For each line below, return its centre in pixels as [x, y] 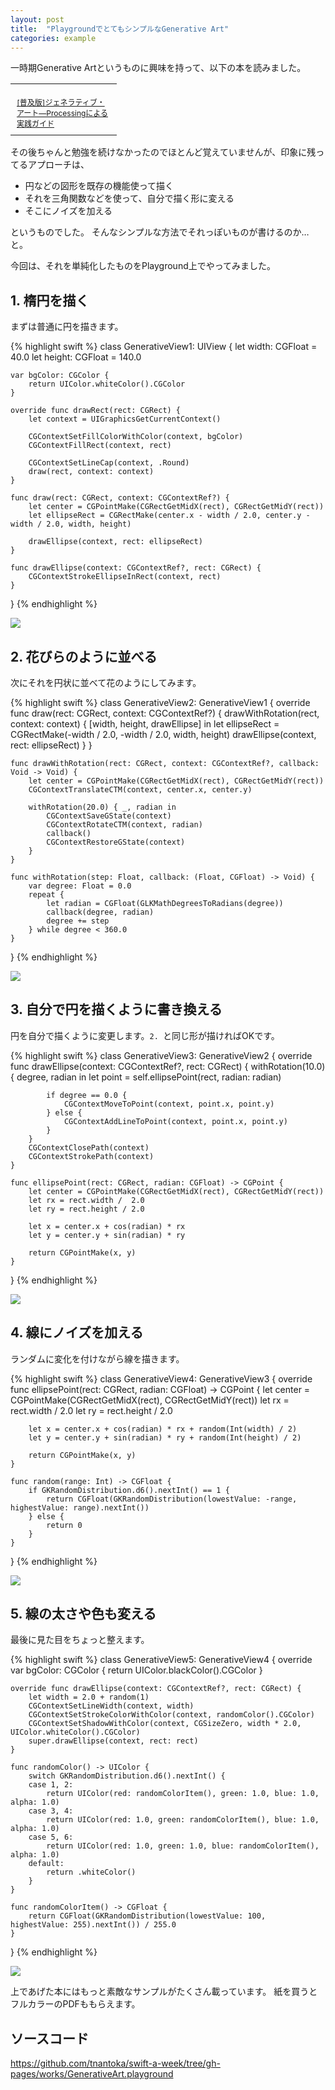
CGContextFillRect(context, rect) [100, 446]
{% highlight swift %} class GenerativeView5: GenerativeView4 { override [161, 1660]
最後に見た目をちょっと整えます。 [80, 1640]
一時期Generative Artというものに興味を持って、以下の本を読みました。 [158, 68]
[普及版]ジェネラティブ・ [60, 102]
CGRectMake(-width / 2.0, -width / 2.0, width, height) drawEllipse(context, [163, 734]
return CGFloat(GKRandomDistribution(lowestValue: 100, [147, 1916]
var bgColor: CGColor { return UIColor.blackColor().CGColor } [136, 1670]
